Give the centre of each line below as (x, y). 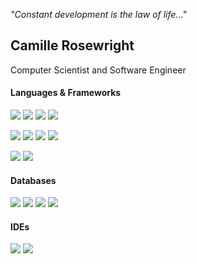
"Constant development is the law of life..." (98, 14)
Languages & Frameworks (66, 93)
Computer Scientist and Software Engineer (98, 70)
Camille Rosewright (72, 45)
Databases (33, 180)
